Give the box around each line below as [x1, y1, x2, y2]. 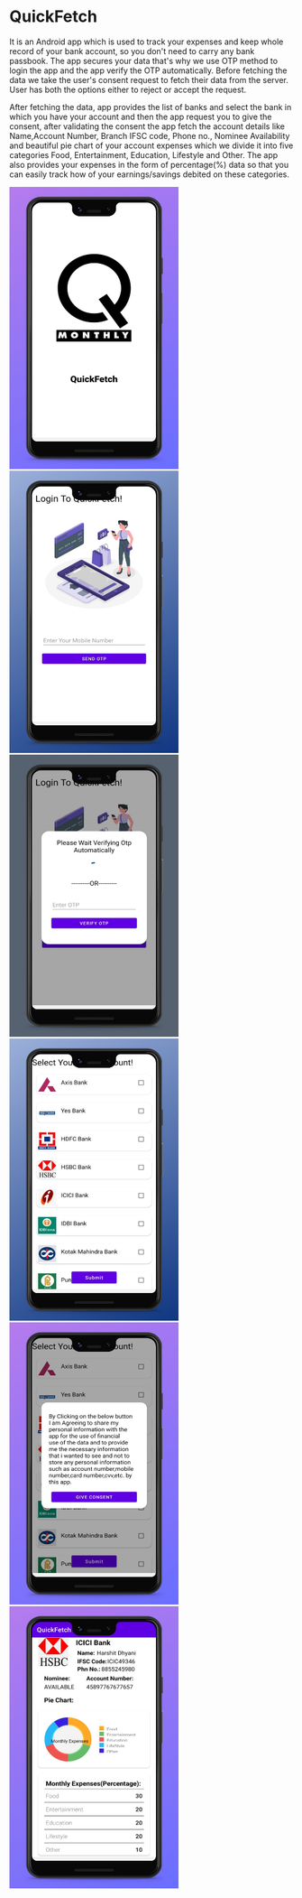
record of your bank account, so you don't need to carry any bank [9, 45, 255, 56]
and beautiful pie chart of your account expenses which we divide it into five [9, 140, 294, 151]
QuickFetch [9, 6, 97, 27]
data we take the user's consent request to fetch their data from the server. [9, 74, 288, 85]
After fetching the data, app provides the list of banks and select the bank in [9, 101, 292, 112]
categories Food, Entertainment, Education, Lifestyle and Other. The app [9, 149, 279, 160]
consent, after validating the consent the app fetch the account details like [9, 120, 286, 132]
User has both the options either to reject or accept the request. [9, 84, 247, 95]
